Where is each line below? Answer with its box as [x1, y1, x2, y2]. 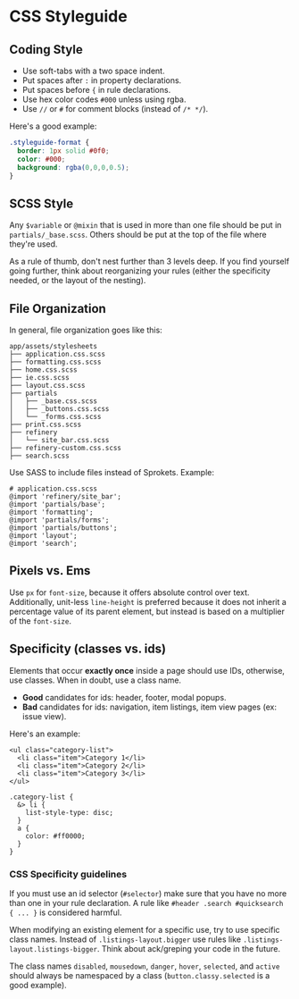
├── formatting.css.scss [9, 357, 102, 366]
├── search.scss [9, 451, 70, 460]
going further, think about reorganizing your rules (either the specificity [9, 265, 270, 276]
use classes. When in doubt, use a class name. [9, 675, 181, 685]
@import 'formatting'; [9, 508, 94, 516]
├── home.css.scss [9, 365, 78, 374]
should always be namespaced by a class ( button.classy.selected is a [9, 970, 270, 980]
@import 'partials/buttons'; [9, 524, 118, 533]
